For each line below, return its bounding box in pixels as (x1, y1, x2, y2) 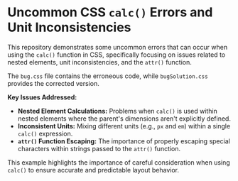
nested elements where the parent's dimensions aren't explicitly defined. (17, 114, 231, 123)
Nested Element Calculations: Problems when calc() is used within (17, 106, 218, 115)
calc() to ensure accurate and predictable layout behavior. (7, 165, 180, 174)
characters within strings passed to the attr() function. (17, 144, 181, 153)
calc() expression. (17, 129, 73, 138)
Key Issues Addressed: (7, 93, 77, 102)
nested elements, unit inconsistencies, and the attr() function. (7, 57, 192, 66)
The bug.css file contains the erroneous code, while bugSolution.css (7, 72, 208, 80)
